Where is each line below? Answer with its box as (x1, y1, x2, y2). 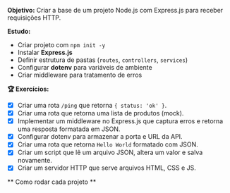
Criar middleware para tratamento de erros (17, 70, 143, 79)
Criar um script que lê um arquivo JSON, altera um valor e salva (17, 148, 203, 157)
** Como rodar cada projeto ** (7, 178, 97, 186)
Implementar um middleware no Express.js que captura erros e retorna (17, 117, 224, 125)
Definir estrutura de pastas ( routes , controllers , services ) (17, 56, 188, 64)
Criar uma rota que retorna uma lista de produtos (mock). (17, 109, 184, 118)
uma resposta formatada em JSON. (17, 125, 121, 133)
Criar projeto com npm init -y (17, 41, 106, 49)
